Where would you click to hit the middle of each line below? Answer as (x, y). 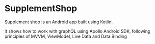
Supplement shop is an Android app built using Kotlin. (59, 22)
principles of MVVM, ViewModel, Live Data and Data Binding (66, 36)
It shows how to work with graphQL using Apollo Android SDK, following (77, 31)
